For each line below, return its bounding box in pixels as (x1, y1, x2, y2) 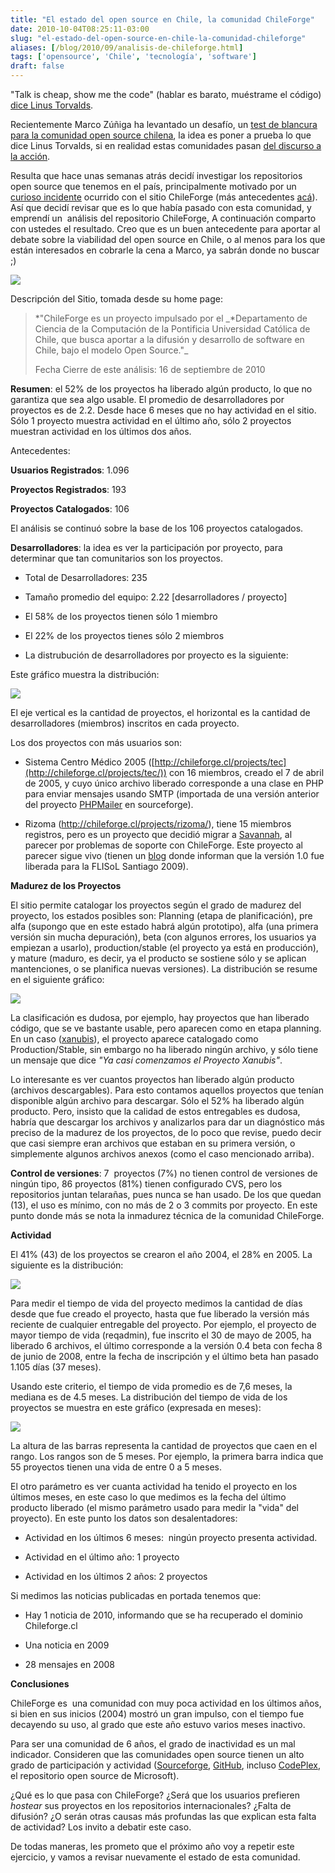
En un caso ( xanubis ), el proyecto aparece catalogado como (10, 1033, 259, 1045)
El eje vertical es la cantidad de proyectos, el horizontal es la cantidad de (10, 707, 311, 718)
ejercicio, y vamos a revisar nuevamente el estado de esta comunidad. (10, 1851, 301, 1863)
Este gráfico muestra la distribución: (10, 669, 160, 680)
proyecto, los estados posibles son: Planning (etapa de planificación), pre (10, 910, 313, 921)
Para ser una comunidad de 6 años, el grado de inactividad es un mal (10, 1738, 296, 1750)
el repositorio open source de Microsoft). (10, 1770, 180, 1781)
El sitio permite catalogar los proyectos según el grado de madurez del (10, 899, 302, 911)
